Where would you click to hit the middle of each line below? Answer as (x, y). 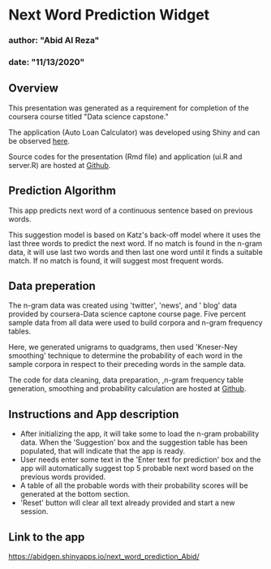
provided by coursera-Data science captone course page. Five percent (127, 314)
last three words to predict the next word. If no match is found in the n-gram (135, 243)
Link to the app (47, 537)
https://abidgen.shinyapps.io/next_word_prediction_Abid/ (104, 557)
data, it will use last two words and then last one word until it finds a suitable (136, 252)
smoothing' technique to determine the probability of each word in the (126, 356)
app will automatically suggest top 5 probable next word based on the (137, 468)
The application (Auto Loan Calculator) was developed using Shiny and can (134, 132)
